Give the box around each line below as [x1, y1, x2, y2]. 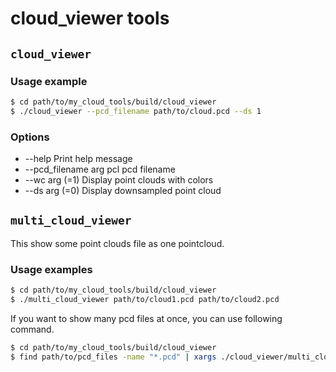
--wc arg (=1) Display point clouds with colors [24, 173, 214, 186]
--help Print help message [24, 152, 133, 164]
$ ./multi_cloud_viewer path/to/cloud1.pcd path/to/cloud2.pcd [10, 294, 280, 304]
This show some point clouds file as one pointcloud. [10, 237, 225, 249]
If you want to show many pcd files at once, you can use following [10, 312, 283, 324]
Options [10, 130, 50, 144]
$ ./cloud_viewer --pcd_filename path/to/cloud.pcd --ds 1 [10, 106, 262, 116]
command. [10, 323, 55, 335]
